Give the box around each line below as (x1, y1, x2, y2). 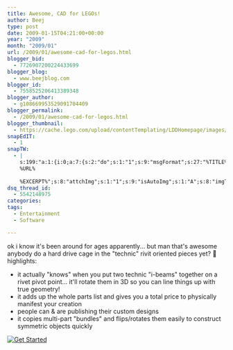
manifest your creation (17, 299, 82, 308)
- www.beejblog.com (13, 74, 70, 82)
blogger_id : (7, 81, 42, 88)
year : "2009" (7, 36, 45, 43)
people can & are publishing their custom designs (17, 307, 159, 315)
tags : (7, 204, 23, 211)
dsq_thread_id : (7, 185, 51, 192)
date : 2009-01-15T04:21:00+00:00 (7, 29, 104, 37)
